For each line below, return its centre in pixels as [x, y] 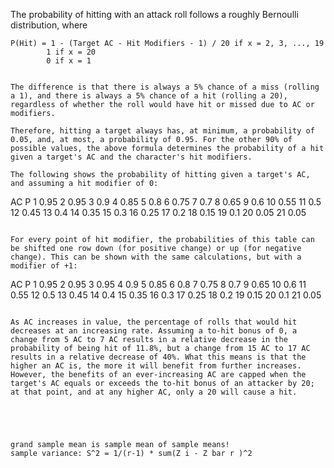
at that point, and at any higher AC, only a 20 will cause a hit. [154, 392]
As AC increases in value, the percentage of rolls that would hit [154, 322]
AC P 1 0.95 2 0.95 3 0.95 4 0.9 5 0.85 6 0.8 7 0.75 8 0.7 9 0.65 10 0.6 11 [158, 284]
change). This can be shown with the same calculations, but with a [156, 257]
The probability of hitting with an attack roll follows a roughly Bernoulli [154, 14]
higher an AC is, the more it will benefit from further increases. [156, 366]
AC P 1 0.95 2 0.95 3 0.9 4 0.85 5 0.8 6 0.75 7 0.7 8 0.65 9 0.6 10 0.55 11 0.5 [166, 202]
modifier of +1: [44, 266]
